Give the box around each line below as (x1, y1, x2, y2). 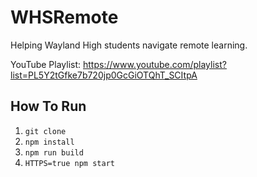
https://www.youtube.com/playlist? (83, 58, 227, 70)
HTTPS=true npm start (24, 158, 115, 168)
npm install (24, 137, 75, 147)
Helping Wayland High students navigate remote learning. (10, 39, 248, 51)
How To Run (10, 98, 87, 115)
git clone (24, 126, 67, 136)
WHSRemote (10, 6, 119, 29)
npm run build (24, 147, 84, 158)
